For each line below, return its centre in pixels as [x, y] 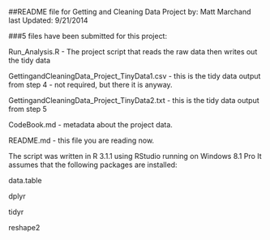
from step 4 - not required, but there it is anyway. [90, 85]
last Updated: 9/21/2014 [48, 20]
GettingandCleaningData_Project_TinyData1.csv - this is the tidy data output [135, 76]
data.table [25, 180]
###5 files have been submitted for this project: [88, 36]
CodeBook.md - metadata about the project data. [90, 124]
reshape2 [24, 227]
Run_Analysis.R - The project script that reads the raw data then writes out [133, 51]
